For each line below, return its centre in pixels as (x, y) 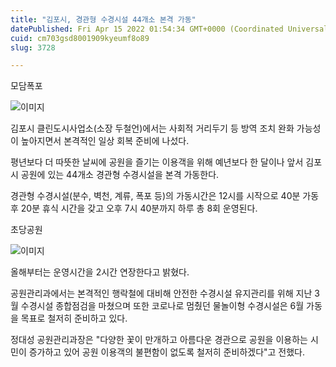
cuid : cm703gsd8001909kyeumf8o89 (80, 38)
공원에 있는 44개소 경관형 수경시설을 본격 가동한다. (120, 175)
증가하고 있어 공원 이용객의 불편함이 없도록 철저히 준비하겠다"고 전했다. (167, 352)
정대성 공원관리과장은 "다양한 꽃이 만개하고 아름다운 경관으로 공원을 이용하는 (159, 340)
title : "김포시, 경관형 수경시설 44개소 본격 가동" (103, 19)
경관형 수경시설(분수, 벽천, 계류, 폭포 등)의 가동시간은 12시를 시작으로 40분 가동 (165, 196)
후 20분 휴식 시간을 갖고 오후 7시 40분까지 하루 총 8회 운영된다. (134, 208)
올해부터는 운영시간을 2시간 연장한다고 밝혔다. (100, 272)
